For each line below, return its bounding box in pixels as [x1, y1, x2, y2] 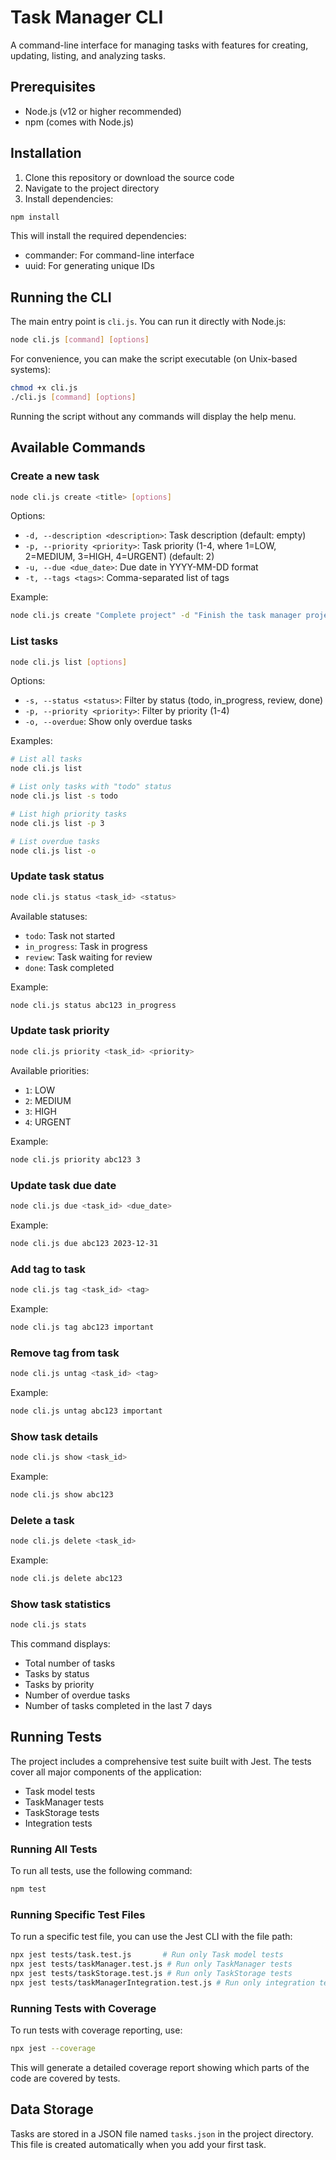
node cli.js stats [10, 1620, 87, 1630]
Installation [10, 145, 82, 162]
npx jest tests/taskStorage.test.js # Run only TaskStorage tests [10, 1969, 293, 1979]
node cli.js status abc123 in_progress [10, 1000, 177, 1010]
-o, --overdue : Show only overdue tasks [24, 716, 193, 728]
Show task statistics [10, 1597, 112, 1611]
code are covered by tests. [10, 2072, 121, 2084]
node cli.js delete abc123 [10, 1573, 123, 1583]
